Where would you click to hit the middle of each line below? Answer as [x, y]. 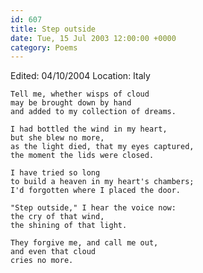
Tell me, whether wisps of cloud [80, 94]
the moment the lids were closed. [82, 156]
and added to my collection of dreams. [93, 112]
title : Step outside [53, 29]
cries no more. [42, 261]
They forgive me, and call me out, [84, 243]
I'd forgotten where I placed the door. [96, 191]
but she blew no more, [57, 138]
